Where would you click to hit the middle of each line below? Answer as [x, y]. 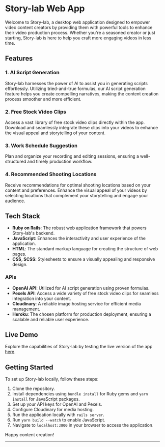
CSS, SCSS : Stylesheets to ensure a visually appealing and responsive [83, 259]
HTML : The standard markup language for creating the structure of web [85, 249]
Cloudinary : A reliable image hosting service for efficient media [77, 303]
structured [16, 162]
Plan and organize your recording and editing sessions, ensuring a [72, 156]
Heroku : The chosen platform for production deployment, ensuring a [82, 314]
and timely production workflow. [60, 162]
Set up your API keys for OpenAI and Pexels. [57, 404]
